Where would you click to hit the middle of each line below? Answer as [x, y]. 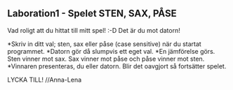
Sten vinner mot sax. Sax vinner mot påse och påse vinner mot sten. [106, 59]
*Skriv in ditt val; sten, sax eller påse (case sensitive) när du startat [104, 44]
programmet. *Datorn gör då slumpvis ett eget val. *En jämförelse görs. [111, 51]
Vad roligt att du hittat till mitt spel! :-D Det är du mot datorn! [94, 30]
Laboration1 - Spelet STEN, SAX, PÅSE [92, 14]
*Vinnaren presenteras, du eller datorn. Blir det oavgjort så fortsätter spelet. [117, 66]
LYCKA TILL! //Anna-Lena [45, 80]
